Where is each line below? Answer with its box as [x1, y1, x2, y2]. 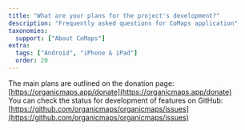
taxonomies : [8, 26, 48, 35]
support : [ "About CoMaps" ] [15, 34, 106, 43]
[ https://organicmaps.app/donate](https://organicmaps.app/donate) [8, 87, 232, 96]
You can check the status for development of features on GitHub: [8, 95, 223, 105]
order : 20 [15, 57, 48, 65]
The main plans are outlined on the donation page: [8, 78, 175, 88]
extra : [8, 42, 30, 50]
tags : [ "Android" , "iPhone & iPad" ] [15, 49, 138, 57]
